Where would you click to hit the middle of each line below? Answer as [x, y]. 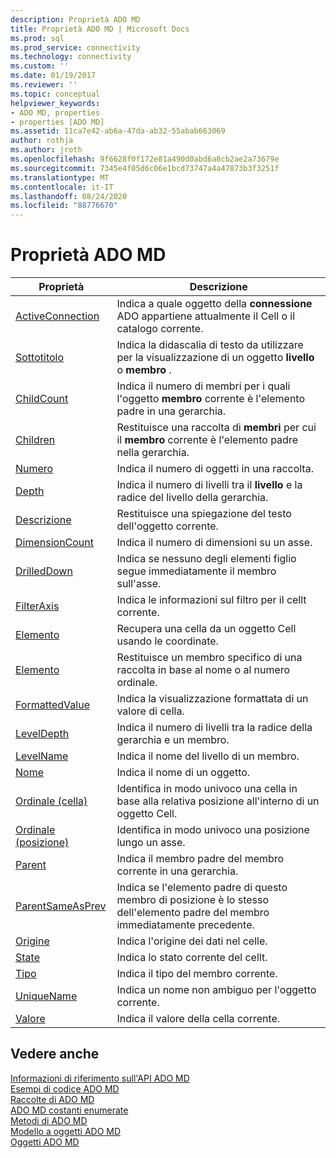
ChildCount [42, 399]
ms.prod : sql [37, 38]
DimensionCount [55, 543]
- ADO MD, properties [55, 112]
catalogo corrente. [160, 329]
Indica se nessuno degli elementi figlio [206, 559]
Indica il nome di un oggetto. [183, 773]
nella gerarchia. [153, 453]
